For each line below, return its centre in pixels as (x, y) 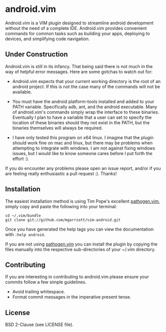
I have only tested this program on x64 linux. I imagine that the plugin (83, 137)
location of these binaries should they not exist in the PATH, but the (81, 122)
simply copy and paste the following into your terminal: (61, 206)
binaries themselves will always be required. (57, 128)
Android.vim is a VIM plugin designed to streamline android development (79, 23)
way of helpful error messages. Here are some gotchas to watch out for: (79, 72)
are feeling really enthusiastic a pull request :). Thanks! (61, 173)
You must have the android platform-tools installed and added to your (83, 101)
